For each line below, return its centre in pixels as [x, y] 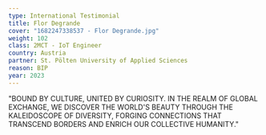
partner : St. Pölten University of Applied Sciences [98, 61]
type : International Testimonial [64, 16]
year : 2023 [26, 76]
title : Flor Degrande [44, 23]
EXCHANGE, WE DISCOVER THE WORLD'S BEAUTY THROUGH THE [121, 107]
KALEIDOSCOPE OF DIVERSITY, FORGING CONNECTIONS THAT [115, 115]
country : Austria [37, 53]
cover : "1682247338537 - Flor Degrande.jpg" [84, 31]
